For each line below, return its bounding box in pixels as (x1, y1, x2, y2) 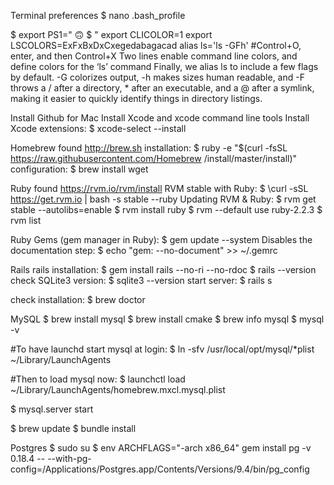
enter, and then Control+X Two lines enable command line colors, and (10, 50, 298, 62)
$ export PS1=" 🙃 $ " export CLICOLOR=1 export (10, 29, 213, 40)
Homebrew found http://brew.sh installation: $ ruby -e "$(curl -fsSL (10, 142, 288, 154)
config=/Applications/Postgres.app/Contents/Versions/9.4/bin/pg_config (10, 463, 310, 475)
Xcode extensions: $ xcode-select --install (10, 123, 187, 134)
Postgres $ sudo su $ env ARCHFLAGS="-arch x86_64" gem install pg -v (10, 442, 312, 454)
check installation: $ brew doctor (10, 294, 146, 305)
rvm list (10, 215, 42, 226)
